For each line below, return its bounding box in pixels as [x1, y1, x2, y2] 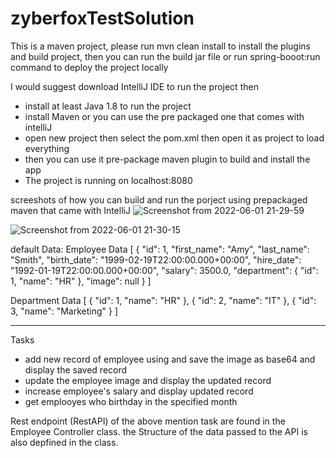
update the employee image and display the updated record [24, 374, 272, 386]
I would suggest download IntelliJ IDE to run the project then [10, 80, 259, 92]
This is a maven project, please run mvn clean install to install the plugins [10, 40, 311, 52]
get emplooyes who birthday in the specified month [24, 395, 238, 407]
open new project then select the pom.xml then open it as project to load [24, 132, 325, 144]
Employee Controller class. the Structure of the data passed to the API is [10, 425, 308, 437]
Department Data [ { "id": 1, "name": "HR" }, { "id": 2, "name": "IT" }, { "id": [10, 294, 317, 306]
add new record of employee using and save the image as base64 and [24, 353, 316, 365]
